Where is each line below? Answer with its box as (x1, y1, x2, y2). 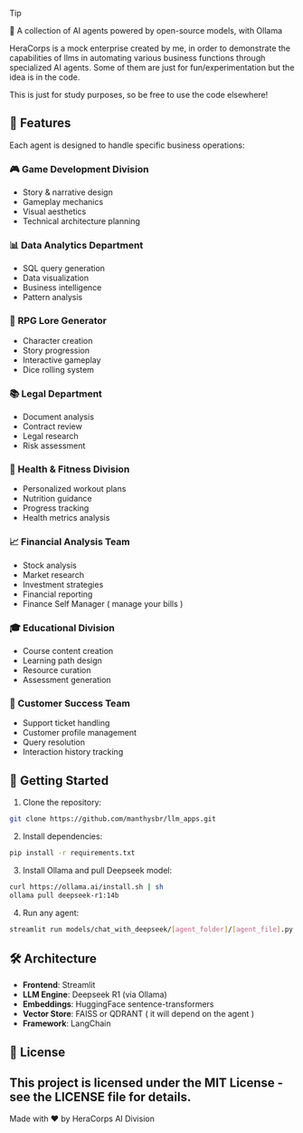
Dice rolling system (22, 364, 95, 375)
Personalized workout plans (22, 483, 127, 494)
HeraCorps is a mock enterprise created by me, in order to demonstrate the (9, 43, 291, 54)
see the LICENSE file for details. (9, 1089, 192, 1105)
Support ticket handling (22, 718, 110, 728)
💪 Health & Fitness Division (9, 463, 130, 475)
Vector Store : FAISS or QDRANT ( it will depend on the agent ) (22, 1009, 255, 1020)
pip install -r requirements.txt (9, 848, 136, 857)
